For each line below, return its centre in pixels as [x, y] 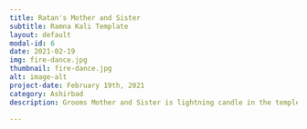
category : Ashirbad [47, 94]
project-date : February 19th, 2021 [77, 85]
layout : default [40, 35]
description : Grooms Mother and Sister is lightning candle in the [141, 102]
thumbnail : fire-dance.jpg [61, 69]
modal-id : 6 [32, 43]
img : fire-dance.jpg [49, 60]
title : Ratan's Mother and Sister [75, 18]
